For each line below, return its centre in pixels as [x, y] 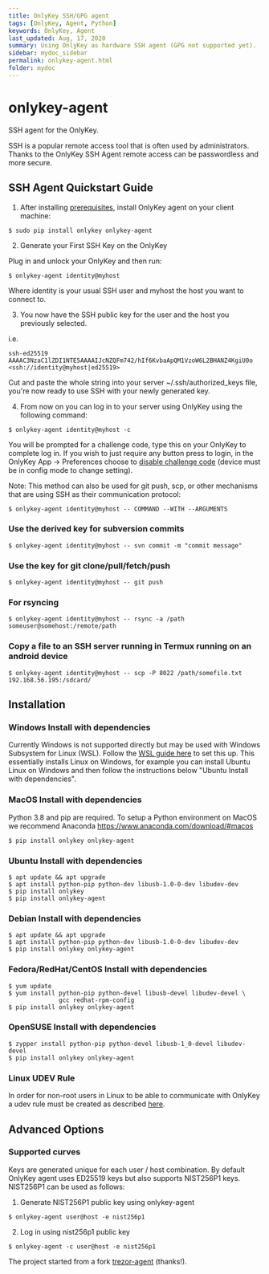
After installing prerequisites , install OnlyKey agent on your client [127, 207]
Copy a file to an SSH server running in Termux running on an [130, 646]
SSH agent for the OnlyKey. [53, 130]
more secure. [30, 162]
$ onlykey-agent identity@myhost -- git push [86, 583]
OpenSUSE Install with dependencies [82, 1027]
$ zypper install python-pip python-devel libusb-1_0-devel [111, 1044]
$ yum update [30, 986]
